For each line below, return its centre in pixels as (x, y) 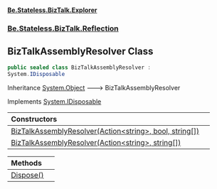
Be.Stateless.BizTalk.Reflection (63, 28)
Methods (27, 163)
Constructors (34, 119)
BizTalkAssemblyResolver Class (80, 51)
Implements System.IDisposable (54, 102)
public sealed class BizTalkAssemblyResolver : (79, 67)
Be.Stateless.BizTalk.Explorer (52, 10)
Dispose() (27, 175)
